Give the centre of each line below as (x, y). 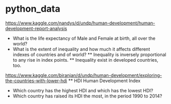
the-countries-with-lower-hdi (36, 81)
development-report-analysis (36, 28)
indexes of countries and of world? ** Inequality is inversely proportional (89, 55)
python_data (33, 9)
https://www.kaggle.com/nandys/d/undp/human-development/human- (80, 23)
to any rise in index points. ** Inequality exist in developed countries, (85, 60)
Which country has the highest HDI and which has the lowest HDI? (83, 90)
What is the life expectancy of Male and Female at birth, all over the (84, 38)
